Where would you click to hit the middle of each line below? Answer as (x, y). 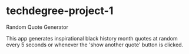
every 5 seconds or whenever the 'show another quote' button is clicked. (95, 45)
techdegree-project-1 (60, 11)
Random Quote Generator (37, 27)
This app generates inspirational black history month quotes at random (92, 38)
